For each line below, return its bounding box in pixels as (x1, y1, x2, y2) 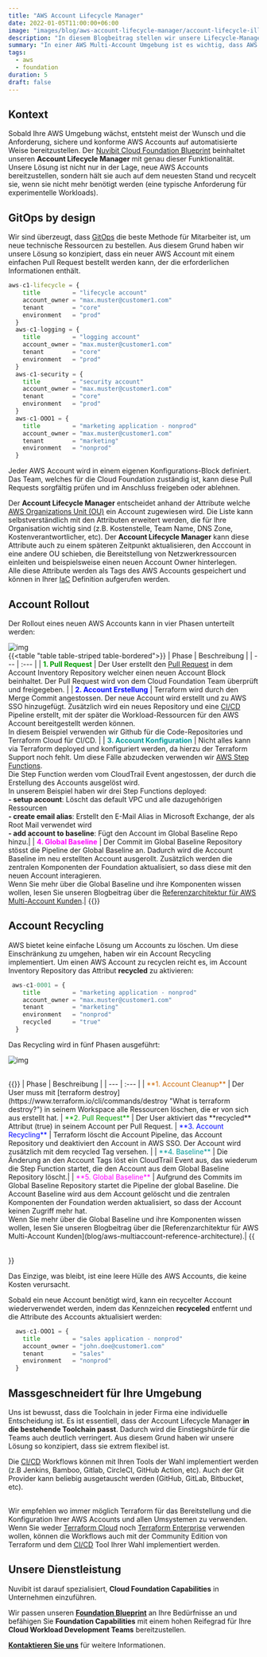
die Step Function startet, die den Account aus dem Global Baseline (8, 1164, 230, 1173)
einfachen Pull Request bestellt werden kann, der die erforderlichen (8, 258, 230, 267)
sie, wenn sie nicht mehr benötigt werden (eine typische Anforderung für (8, 180, 247, 189)
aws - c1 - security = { (15, 370, 83, 378)
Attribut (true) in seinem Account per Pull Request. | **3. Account (8, 1121, 224, 1131)
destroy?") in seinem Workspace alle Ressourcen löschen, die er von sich (8, 1104, 249, 1114)
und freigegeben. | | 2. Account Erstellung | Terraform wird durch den (8, 684, 238, 694)
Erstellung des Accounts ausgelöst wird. (8, 778, 141, 787)
